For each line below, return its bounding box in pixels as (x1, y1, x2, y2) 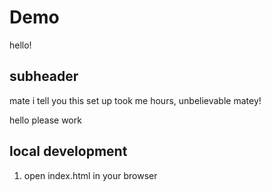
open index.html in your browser (23, 169, 158, 181)
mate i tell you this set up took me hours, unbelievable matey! (9, 94, 262, 106)
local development (9, 143, 128, 160)
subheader (9, 68, 79, 85)
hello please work (9, 114, 82, 126)
